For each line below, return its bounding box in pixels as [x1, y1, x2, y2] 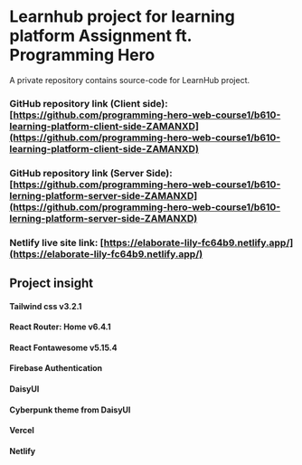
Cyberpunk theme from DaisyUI [9, 404, 131, 415]
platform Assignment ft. [9, 25, 193, 46]
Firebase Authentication [9, 363, 103, 374]
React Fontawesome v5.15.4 [9, 342, 118, 353]
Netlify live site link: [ [9, 236, 104, 249]
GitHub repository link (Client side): [9, 97, 169, 109]
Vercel [9, 425, 34, 436]
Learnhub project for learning [9, 6, 235, 27]
